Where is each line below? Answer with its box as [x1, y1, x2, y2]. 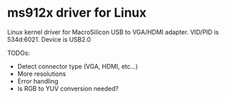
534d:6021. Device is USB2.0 [7, 35, 91, 43]
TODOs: [7, 49, 30, 57]
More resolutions [17, 70, 66, 78]
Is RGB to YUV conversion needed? [17, 84, 119, 92]
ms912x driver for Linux [7, 5, 147, 21]
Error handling [17, 76, 58, 85]
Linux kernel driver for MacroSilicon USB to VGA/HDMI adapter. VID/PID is [7, 28, 219, 36]
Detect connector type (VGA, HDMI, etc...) [17, 62, 138, 70]
